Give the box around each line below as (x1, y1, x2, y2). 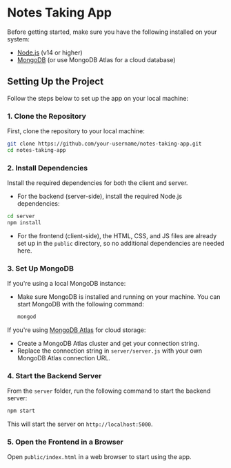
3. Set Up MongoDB (7, 264, 74, 273)
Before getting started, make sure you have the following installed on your (7, 28, 217, 36)
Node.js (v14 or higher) (17, 48, 83, 57)
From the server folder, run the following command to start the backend (7, 387, 211, 395)
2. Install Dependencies (7, 163, 88, 173)
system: (7, 35, 30, 43)
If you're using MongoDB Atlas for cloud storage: (7, 326, 146, 334)
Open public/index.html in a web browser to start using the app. (7, 453, 192, 461)
